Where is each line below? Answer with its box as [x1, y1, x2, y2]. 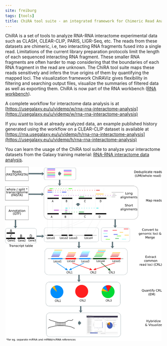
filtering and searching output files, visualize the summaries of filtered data [5, 80, 159, 87]
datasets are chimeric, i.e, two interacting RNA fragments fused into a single [5, 43, 162, 49]
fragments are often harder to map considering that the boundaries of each [5, 59, 159, 65]
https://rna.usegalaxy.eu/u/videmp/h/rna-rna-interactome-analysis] [6, 131, 145, 137]
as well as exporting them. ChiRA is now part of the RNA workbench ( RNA [5, 86, 157, 92]
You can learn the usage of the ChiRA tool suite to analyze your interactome [5, 146, 161, 152]
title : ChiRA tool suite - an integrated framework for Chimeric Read [5, 18, 155, 23]
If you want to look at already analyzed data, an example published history [5, 121, 158, 127]
